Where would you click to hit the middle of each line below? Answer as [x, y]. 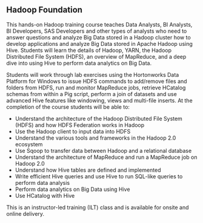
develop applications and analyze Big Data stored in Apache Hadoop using [99, 44]
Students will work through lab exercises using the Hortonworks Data [93, 74]
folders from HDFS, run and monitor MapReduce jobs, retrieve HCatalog [96, 88]
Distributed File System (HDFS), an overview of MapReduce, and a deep [96, 56]
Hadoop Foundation [45, 10]
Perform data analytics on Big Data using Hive [72, 189]
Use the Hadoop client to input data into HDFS [73, 131]
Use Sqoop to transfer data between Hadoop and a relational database [103, 150]
